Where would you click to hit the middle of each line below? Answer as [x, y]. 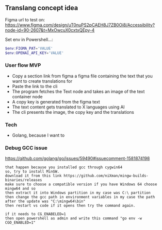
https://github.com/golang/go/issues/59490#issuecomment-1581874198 [78, 159]
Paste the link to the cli [35, 86]
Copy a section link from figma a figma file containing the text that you [82, 76]
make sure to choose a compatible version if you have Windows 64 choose [81, 184]
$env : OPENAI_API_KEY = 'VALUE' [34, 53]
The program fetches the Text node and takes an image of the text [78, 91]
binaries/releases [24, 180]
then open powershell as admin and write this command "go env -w [73, 218]
